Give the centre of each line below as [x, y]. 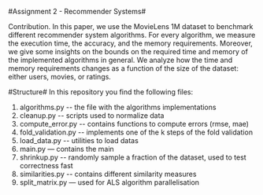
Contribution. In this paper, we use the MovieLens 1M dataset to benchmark [131, 26]
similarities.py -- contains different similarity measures [108, 174]
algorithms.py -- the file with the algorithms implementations [118, 107]
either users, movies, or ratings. [60, 77]
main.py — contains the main [67, 149]
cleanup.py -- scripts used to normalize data [92, 116]
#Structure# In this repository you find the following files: [101, 92]
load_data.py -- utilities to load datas [79, 140]
